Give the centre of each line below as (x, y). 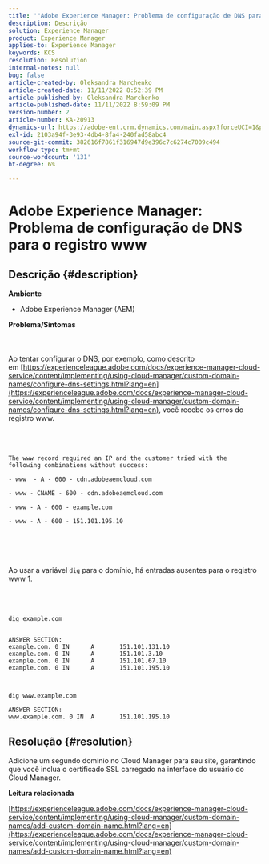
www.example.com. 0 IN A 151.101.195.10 (89, 717)
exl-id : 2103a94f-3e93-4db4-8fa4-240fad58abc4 (87, 134)
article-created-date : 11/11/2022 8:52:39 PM (85, 90)
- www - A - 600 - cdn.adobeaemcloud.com (80, 480)
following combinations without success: (78, 466)
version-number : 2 (39, 113)
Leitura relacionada (41, 793)
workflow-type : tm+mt (44, 150)
